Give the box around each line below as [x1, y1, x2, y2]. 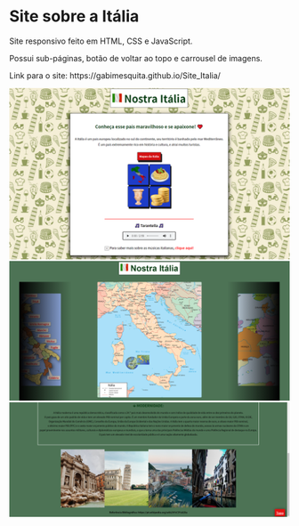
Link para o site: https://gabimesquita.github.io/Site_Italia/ [9, 69, 221, 81]
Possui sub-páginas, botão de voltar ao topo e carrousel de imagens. [9, 53, 263, 63]
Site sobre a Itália [9, 6, 140, 27]
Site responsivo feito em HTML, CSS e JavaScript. [9, 36, 193, 46]
